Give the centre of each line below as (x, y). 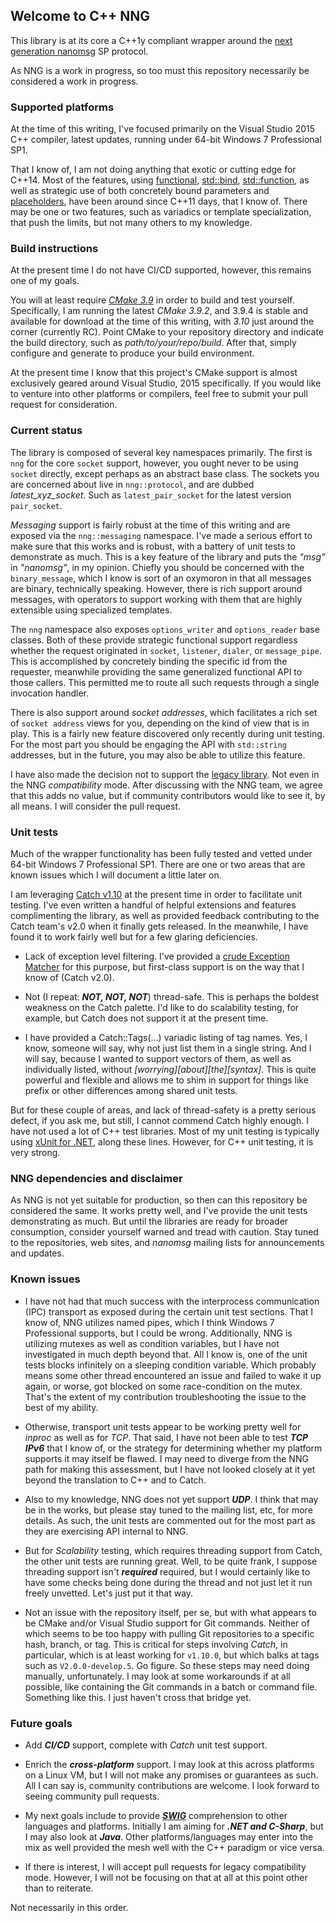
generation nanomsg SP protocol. (79, 51)
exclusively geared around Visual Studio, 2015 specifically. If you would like (166, 383)
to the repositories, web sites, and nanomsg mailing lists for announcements (167, 1243)
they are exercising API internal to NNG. (106, 1531)
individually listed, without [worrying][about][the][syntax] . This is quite (170, 1069)
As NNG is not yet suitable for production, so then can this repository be (159, 1200)
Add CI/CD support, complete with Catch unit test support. (146, 1745)
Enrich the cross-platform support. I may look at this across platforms (169, 1764)
